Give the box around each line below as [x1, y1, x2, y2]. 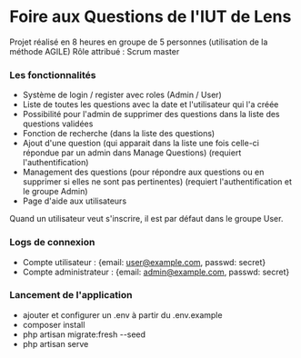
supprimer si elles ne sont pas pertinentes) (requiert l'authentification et [22, 176, 293, 187]
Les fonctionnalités [9, 68, 96, 81]
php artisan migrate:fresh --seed [22, 329, 146, 340]
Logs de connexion [9, 236, 95, 249]
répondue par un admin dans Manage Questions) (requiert [22, 147, 242, 158]
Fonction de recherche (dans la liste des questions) [22, 128, 216, 139]
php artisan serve [22, 338, 89, 349]
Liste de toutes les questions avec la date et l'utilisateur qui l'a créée [22, 99, 279, 110]
